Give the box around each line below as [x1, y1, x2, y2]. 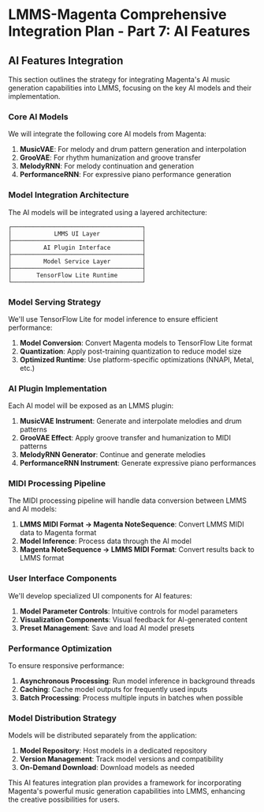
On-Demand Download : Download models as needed [19, 763, 195, 772]
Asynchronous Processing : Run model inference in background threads [19, 676, 255, 685]
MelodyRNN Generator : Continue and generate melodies [19, 450, 206, 459]
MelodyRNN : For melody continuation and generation [19, 161, 195, 171]
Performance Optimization [8, 643, 113, 654]
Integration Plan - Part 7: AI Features [8, 22, 251, 40]
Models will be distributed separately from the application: [8, 731, 197, 740]
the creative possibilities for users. [8, 795, 121, 804]
